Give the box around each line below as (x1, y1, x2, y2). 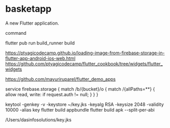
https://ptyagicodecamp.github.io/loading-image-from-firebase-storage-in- (5, 50, 165, 56)
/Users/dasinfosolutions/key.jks (5, 116, 71, 123)
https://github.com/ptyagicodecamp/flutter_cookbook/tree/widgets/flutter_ (5, 60, 163, 67)
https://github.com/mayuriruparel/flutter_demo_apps (5, 76, 116, 82)
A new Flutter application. (5, 20, 59, 26)
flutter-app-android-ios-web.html (5, 55, 76, 61)
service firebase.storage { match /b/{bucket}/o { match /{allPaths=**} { (5, 86, 155, 92)
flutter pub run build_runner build (5, 39, 75, 46)
